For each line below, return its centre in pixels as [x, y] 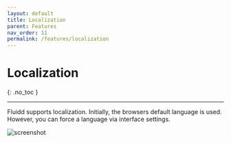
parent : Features [32, 26]
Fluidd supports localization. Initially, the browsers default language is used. [114, 112]
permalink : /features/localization [58, 39]
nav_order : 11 [27, 33]
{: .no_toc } [23, 92]
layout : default [30, 13]
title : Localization [37, 20]
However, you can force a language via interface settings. [89, 119]
